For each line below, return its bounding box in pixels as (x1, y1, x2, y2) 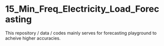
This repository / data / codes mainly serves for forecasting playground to (5, 30, 157, 36)
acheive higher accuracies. (5, 35, 61, 41)
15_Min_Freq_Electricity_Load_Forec (5, 3, 160, 15)
